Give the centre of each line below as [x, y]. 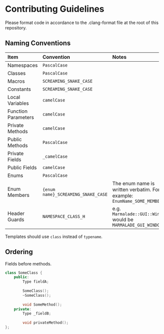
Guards [16, 219]
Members [19, 195]
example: [123, 195]
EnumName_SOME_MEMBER [137, 201]
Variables [18, 103]
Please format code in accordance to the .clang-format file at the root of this [82, 23]
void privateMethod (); [46, 323]
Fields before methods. [28, 263]
